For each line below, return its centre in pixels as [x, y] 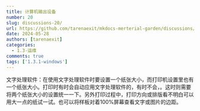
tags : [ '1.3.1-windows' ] [37, 61]
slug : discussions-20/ [34, 23]
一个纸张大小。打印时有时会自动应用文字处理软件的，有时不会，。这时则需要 [99, 87]
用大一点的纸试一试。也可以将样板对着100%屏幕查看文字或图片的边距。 [94, 101]
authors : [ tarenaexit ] [34, 39]
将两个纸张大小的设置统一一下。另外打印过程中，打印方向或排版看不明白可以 [100, 94]
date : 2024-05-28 [28, 34]
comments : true [25, 56]
